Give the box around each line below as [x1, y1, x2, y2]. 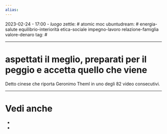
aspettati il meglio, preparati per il [5, 53, 147, 65]
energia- [140, 21, 158, 27]
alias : [5, 7, 19, 12]
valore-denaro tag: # [5, 31, 48, 37]
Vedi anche [5, 103, 53, 114]
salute [5, 26, 18, 32]
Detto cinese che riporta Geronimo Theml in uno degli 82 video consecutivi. [5, 81, 161, 87]
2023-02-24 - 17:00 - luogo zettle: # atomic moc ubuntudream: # [5, 21, 139, 27]
